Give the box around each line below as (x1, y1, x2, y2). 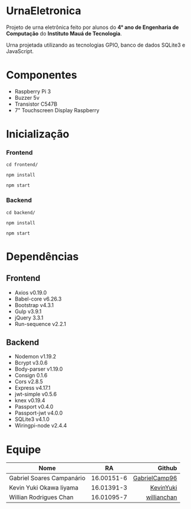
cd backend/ (6, 210, 35, 216)
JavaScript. (6, 47, 34, 54)
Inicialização (6, 128, 70, 141)
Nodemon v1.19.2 (14, 353, 57, 360)
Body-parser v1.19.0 (14, 366, 63, 373)
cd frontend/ (6, 162, 38, 168)
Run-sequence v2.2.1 (14, 320, 67, 327)
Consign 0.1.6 (14, 372, 48, 379)
